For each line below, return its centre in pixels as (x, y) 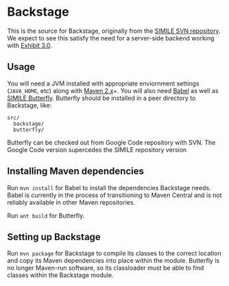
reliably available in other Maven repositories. (71, 202)
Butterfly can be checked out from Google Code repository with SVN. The (111, 142)
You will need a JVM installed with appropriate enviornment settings (103, 83)
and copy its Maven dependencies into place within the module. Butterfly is (113, 261)
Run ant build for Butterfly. (46, 216)
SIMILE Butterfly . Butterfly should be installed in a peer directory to (101, 98)
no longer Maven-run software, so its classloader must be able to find (106, 268)
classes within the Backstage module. (61, 275)
